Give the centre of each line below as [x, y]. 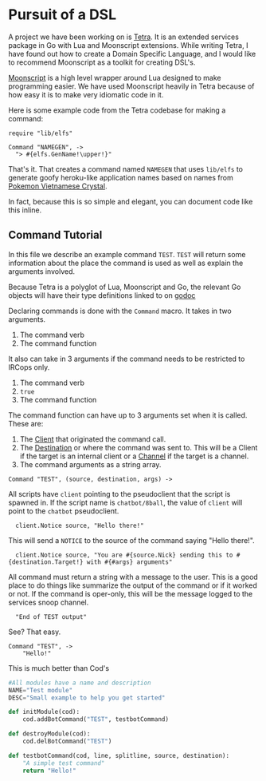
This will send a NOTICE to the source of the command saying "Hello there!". [131, 540]
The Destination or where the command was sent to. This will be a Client [139, 447]
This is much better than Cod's [59, 668]
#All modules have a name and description [80, 683]
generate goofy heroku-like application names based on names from [121, 177]
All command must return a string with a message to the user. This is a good [133, 577]
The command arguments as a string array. [90, 464]
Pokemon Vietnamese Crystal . [58, 186]
